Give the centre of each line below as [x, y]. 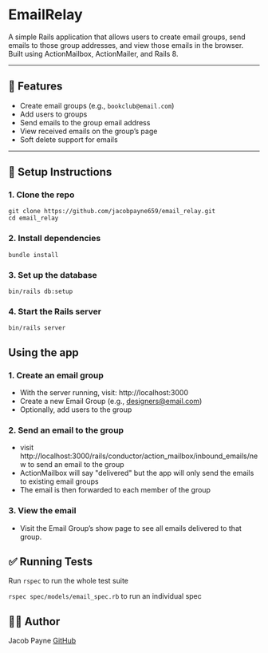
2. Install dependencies [55, 239]
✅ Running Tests [51, 562]
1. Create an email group [56, 375]
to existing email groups [59, 481]
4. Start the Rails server [55, 311]
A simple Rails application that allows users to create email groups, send [127, 37]
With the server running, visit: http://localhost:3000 [104, 393]
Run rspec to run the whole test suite [69, 581]
